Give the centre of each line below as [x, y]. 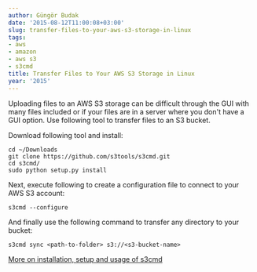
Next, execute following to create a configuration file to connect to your [124, 184]
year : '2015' [29, 81]
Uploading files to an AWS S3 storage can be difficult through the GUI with [129, 103]
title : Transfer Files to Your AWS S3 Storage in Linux [101, 74]
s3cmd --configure [38, 207]
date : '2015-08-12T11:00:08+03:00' [66, 23]
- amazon [22, 52]
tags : [17, 37]
